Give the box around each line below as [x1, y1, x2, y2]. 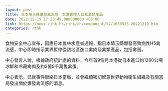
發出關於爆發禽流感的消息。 [9, 80, 67, 86]
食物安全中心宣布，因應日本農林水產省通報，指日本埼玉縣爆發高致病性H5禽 [5, 40, 160, 46]
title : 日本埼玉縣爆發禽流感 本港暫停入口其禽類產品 [5, 12, 103, 17]
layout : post [5, 7, 33, 12]
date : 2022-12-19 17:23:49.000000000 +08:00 [5, 16, 100, 21]
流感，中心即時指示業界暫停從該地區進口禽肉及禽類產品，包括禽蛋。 [5, 46, 146, 52]
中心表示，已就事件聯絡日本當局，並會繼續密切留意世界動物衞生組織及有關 [5, 74, 159, 80]
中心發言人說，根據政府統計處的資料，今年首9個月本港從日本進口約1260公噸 [5, 57, 163, 63]
